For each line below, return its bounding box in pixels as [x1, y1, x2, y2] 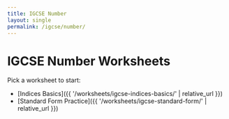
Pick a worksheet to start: [7, 76, 81, 84]
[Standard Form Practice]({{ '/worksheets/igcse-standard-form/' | [17, 97, 207, 105]
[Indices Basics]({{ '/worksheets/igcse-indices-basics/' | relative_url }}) [17, 90, 223, 98]
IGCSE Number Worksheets [7, 53, 171, 69]
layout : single [7, 17, 52, 24]
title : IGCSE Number [7, 10, 68, 17]
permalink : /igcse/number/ [7, 23, 86, 30]
